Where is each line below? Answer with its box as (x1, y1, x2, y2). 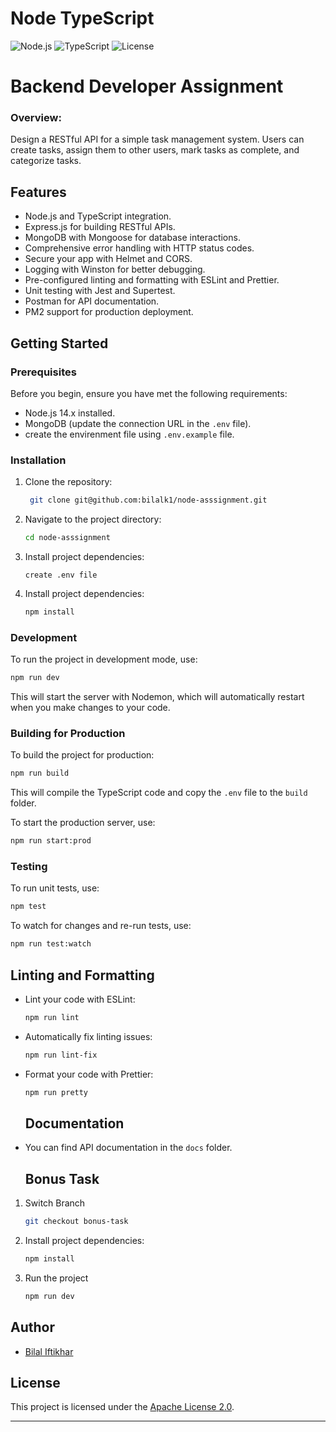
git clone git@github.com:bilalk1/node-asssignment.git (29, 495, 268, 506)
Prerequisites (10, 365, 77, 379)
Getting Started (10, 335, 109, 352)
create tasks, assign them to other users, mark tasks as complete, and (10, 144, 300, 156)
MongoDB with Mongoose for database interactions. (24, 232, 241, 244)
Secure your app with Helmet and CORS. (24, 253, 193, 265)
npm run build (10, 768, 70, 779)
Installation (10, 453, 67, 467)
